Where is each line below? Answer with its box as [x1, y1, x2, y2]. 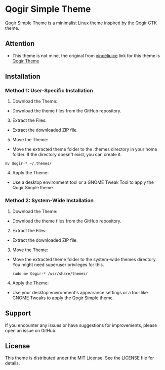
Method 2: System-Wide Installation [5, 197, 94, 204]
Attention [5, 40, 35, 48]
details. [5, 360, 20, 366]
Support [5, 309, 31, 317]
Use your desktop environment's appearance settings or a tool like [12, 289, 148, 295]
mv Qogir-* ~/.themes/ [5, 161, 52, 166]
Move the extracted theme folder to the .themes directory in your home [12, 146, 157, 152]
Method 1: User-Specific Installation [5, 87, 93, 94]
